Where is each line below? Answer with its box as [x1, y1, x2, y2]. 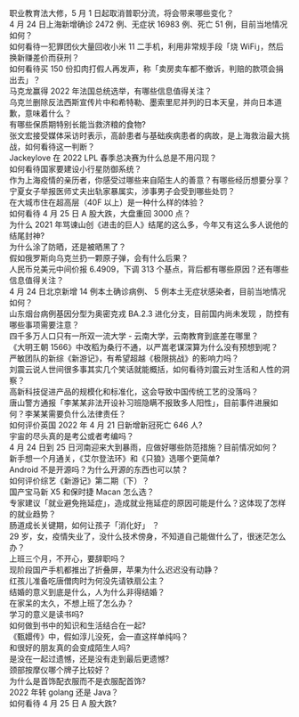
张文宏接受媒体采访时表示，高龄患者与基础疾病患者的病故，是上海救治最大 [9, 130, 282, 141]
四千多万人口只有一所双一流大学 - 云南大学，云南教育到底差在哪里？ [9, 330, 260, 341]
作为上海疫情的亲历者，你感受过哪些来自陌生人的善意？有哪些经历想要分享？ [9, 175, 290, 185]
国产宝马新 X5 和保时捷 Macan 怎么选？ [9, 486, 155, 497]
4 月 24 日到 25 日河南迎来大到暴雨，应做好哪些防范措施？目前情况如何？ [9, 442, 279, 452]
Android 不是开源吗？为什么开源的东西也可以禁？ [9, 464, 189, 475]
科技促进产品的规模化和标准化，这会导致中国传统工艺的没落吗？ [24, 387, 259, 396]
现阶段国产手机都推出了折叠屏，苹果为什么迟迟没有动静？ [9, 565, 220, 574]
